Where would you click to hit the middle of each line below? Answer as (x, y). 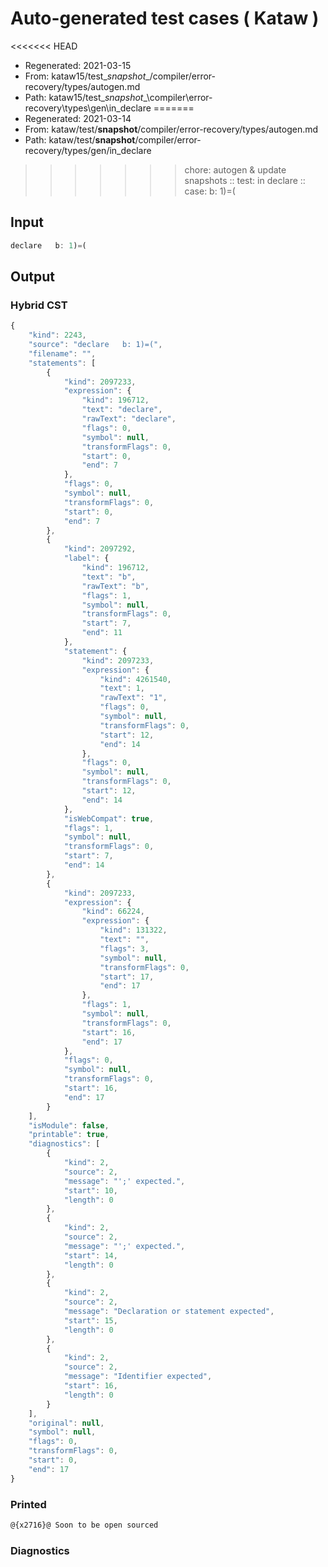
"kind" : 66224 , (113, 912)
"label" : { (86, 558)
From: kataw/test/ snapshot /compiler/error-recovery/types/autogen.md (171, 129)
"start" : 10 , (90, 1190)
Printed (28, 1504)
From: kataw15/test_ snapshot (85, 76)
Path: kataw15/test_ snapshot (84, 97)
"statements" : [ (62, 363)
